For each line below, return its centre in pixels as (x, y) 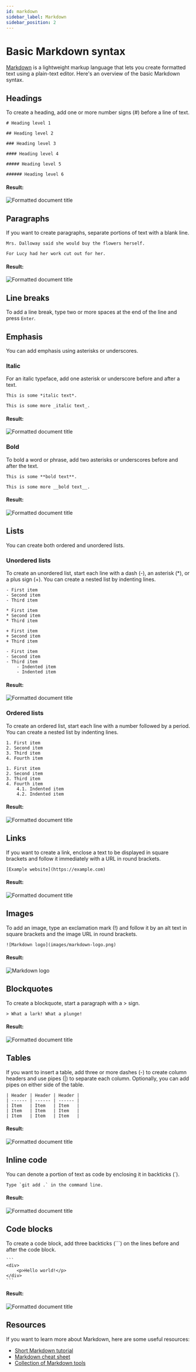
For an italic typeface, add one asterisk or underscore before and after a (93, 379)
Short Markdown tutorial (44, 1350)
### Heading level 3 (31, 144)
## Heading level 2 (30, 133)
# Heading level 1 (28, 123)
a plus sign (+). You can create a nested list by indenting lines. (81, 579)
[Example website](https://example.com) (56, 869)
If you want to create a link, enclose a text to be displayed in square (87, 852)
